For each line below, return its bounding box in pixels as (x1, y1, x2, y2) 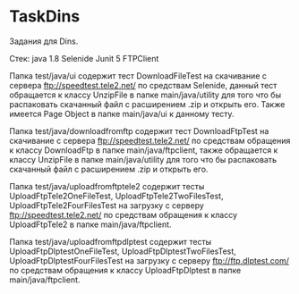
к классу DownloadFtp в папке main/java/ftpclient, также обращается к (9, 145, 278, 155)
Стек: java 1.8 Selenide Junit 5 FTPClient (9, 53, 159, 63)
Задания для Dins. (9, 36, 79, 46)
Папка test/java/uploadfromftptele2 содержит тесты (9, 181, 205, 191)
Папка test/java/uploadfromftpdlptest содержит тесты (9, 236, 212, 247)
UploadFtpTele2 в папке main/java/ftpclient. (9, 219, 172, 230)
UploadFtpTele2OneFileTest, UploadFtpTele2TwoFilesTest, (9, 190, 224, 201)
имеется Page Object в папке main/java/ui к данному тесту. (9, 108, 235, 119)
